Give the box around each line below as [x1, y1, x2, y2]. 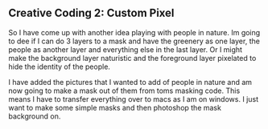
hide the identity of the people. [8, 62, 111, 71]
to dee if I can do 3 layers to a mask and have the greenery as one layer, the [8, 36, 260, 46]
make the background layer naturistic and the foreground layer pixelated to [8, 53, 257, 62]
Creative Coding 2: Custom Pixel [8, 6, 175, 20]
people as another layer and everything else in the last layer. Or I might [8, 44, 243, 54]
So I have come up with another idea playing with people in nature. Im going [8, 27, 261, 37]
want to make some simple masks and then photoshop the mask [8, 103, 221, 112]
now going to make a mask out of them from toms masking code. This [8, 86, 241, 95]
